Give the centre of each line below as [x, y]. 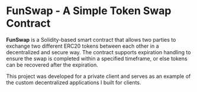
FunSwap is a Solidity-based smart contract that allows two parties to [91, 40]
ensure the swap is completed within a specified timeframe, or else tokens [97, 58]
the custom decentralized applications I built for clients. [74, 82]
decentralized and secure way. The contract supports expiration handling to [98, 52]
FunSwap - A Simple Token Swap [89, 11]
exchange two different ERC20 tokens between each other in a [83, 46]
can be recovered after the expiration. [52, 65]
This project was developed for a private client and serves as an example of [98, 76]
